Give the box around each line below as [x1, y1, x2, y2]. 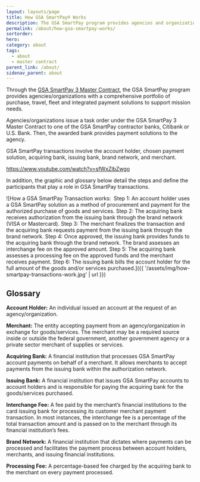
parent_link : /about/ [6, 64, 60, 70]
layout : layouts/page [6, 8, 60, 15]
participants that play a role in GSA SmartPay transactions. [6, 183, 150, 191]
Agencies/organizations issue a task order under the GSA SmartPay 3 [6, 117, 177, 124]
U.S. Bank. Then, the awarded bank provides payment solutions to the [6, 130, 178, 137]
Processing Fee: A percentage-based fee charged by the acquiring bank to [6, 462, 192, 469]
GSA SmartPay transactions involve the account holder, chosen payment [6, 148, 185, 155]
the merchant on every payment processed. [6, 469, 114, 476]
